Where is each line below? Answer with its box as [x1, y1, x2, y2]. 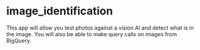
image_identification [6, 4, 113, 18]
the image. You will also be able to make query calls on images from [6, 30, 177, 37]
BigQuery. [6, 37, 32, 44]
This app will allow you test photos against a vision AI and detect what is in [6, 24, 194, 31]
